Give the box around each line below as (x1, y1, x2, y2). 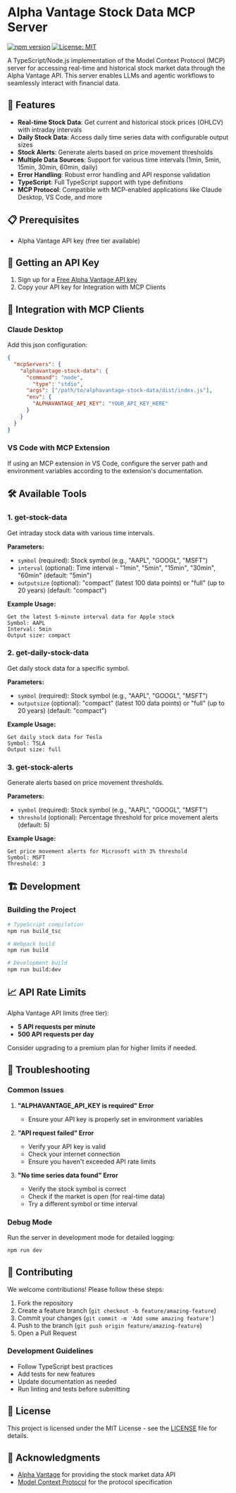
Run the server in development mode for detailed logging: (7, 1233, 175, 1241)
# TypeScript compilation (7, 921, 83, 928)
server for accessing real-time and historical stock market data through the (7, 63, 225, 72)
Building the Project (7, 905, 76, 915)
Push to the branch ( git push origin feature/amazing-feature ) (17, 1321, 202, 1329)
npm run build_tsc (7, 927, 61, 934)
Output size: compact (7, 632, 71, 639)
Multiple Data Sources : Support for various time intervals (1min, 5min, (17, 155, 221, 164)
